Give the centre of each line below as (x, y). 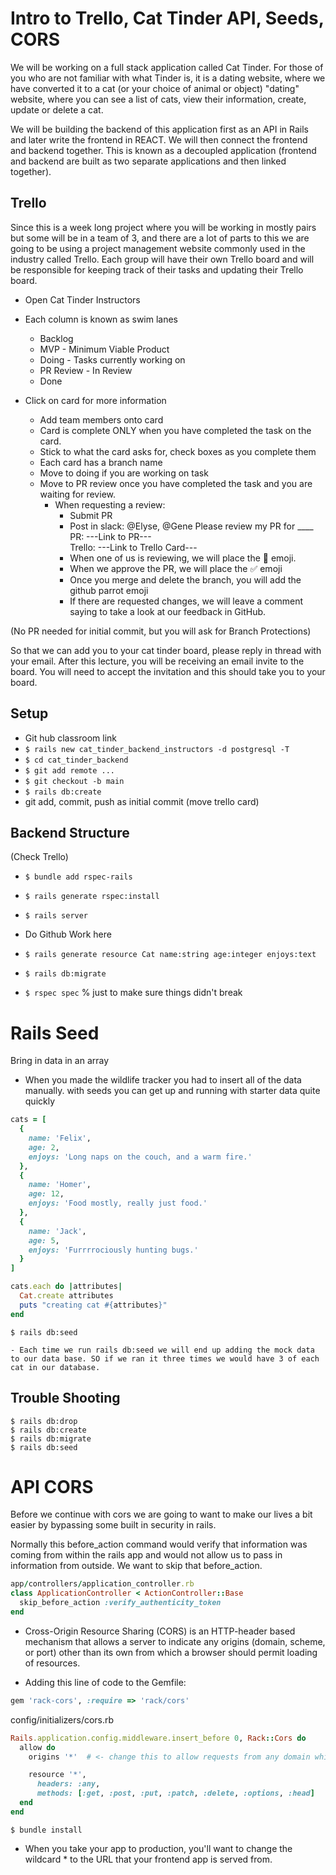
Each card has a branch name (101, 462)
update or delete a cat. (57, 109)
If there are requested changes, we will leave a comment (186, 601)
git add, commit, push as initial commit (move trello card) (142, 801)
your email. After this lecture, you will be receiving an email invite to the (157, 661)
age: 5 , (44, 1240)
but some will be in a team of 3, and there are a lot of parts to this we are (160, 238)
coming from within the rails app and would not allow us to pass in (146, 1555)
